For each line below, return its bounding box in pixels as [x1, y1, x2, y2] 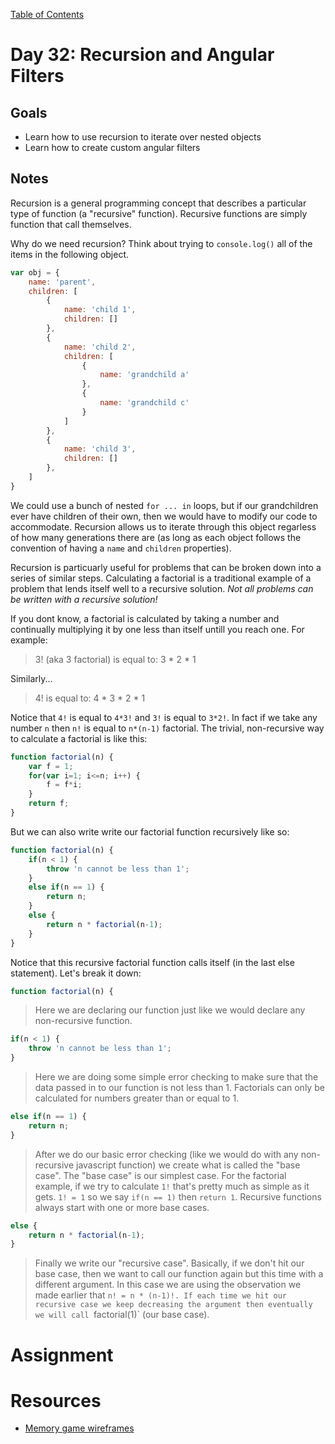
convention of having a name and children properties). [10, 542, 232, 554]
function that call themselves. [10, 218, 132, 230]
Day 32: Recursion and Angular [10, 44, 275, 66]
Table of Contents [10, 9, 85, 20]
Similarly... [10, 672, 53, 684]
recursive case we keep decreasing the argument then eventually [34, 1300, 313, 1310]
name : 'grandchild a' [99, 370, 190, 380]
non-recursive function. [34, 1015, 133, 1027]
